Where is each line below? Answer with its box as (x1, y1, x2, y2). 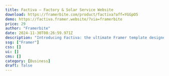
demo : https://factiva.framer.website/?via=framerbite (5, 16, 123, 21)
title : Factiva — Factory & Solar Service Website (5, 7, 114, 12)
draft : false (5, 63, 33, 68)
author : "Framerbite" (5, 26, 51, 31)
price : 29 (5, 21, 26, 26)
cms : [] (5, 53, 22, 59)
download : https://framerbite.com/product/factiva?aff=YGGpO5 (5, 12, 138, 17)
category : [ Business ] (5, 58, 51, 63)
